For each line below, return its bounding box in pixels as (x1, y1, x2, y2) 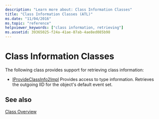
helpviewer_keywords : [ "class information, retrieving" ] (5, 25, 124, 30)
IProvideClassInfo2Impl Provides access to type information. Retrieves (12, 76, 154, 82)
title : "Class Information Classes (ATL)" (5, 12, 93, 17)
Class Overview (5, 108, 37, 115)
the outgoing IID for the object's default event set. (12, 81, 113, 87)
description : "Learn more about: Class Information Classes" (5, 7, 133, 12)
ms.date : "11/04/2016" (5, 16, 51, 21)
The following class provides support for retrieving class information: (5, 67, 144, 73)
